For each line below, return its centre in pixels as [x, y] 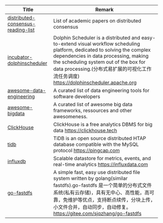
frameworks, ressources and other [92, 110]
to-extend [65, 44]
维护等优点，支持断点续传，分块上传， [112, 200]
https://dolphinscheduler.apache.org [95, 83]
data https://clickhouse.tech [85, 130]
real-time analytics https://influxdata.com [101, 164]
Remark [105, 9]
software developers [77, 96]
